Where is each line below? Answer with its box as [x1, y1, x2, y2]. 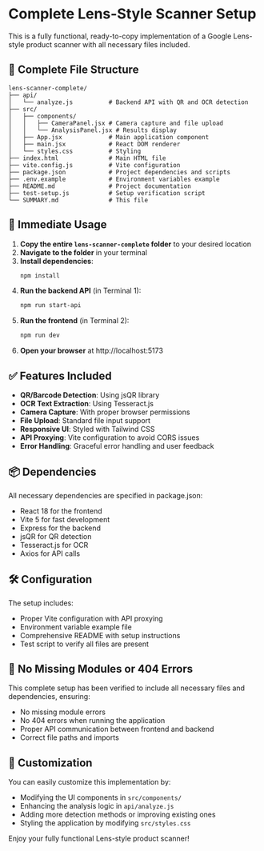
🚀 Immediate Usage [8, 218, 107, 232]
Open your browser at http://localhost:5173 [19, 346, 164, 356]
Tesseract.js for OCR [19, 540, 89, 549]
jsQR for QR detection [19, 531, 92, 541]
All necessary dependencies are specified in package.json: [8, 490, 203, 500]
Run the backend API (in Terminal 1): [19, 286, 142, 296]
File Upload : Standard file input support [19, 416, 150, 425]
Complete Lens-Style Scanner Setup [8, 5, 257, 23]
